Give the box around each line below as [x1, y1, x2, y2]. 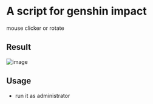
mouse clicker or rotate [6, 24, 65, 32]
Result [6, 42, 32, 52]
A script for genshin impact [6, 4, 147, 18]
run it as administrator [15, 92, 70, 99]
